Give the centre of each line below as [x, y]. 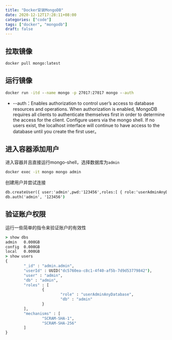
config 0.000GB [23, 247]
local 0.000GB [23, 252]
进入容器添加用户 [32, 149]
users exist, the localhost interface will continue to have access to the [86, 125]
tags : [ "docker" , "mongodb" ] [36, 24]
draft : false [19, 29]
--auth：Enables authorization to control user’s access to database [83, 103]
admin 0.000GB [23, 242]
